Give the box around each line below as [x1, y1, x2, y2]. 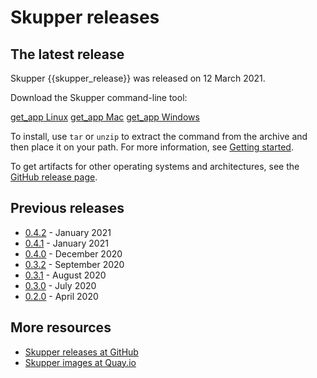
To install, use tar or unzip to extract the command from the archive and [10, 131, 308, 142]
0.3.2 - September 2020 [24, 258, 125, 270]
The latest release [10, 46, 125, 63]
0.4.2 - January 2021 [24, 226, 112, 238]
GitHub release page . [10, 171, 98, 183]
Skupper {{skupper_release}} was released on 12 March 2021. [10, 72, 266, 84]
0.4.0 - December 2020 [24, 247, 123, 260]
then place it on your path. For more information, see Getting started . [10, 141, 294, 153]
